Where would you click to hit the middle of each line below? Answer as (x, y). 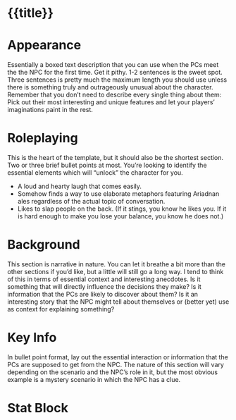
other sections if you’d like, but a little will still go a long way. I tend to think (116, 272)
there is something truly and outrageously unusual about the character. (110, 87)
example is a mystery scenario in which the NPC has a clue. (94, 379)
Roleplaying (43, 138)
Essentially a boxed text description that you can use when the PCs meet (113, 65)
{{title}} (31, 13)
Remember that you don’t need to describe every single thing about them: (114, 95)
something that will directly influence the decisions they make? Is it (105, 286)
